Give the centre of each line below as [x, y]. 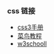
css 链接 [21, 10]
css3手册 [30, 27]
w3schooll [32, 44]
